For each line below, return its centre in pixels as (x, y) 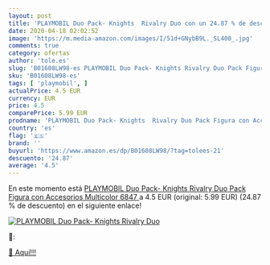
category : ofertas (39, 53)
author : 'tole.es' (39, 61)
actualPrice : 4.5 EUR (45, 91)
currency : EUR (32, 98)
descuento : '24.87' (41, 158)
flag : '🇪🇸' (28, 135)
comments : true (34, 46)
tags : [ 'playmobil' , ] (48, 83)
